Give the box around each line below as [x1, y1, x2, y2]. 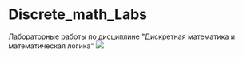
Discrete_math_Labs [8, 6, 148, 24]
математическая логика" [8, 41, 94, 51]
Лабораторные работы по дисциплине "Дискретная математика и [8, 32, 236, 41]
